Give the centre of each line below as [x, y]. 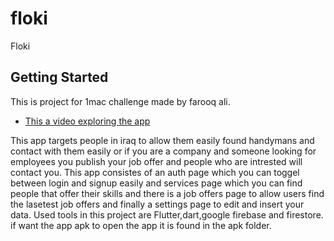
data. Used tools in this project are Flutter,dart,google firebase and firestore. [167, 214]
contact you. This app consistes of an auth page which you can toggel [155, 172]
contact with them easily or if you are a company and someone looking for [163, 151]
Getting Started [59, 77]
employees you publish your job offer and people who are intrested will [156, 161]
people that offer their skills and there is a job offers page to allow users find [167, 193]
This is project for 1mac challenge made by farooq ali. [120, 101]
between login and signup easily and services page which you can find [156, 183]
